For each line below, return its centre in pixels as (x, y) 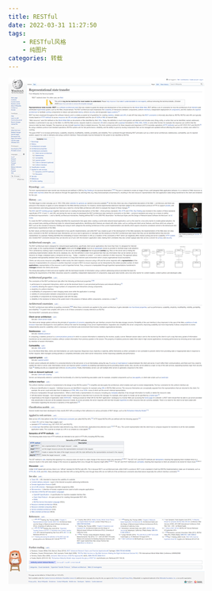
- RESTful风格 (44, 42)
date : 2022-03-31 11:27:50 (53, 25)
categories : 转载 (36, 59)
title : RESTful (33, 17)
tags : (17, 33)
